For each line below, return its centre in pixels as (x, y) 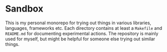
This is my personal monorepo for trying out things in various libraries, (78, 23)
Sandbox (24, 9)
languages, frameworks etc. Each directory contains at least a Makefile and (84, 28)
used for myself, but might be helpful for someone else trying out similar (80, 39)
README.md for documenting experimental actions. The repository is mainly (82, 33)
